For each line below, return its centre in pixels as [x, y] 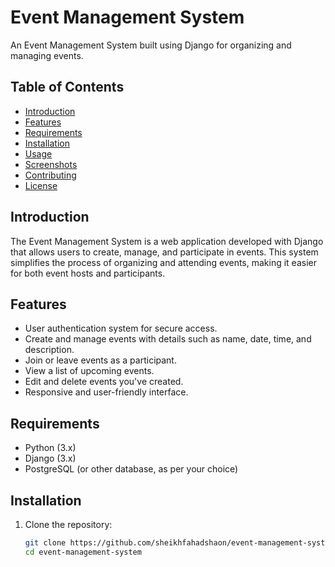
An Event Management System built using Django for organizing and [151, 45]
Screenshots [51, 164]
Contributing [50, 175]
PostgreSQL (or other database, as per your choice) [131, 469]
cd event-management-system [83, 552]
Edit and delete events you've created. [104, 382]
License [41, 185]
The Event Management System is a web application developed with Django [167, 241]
